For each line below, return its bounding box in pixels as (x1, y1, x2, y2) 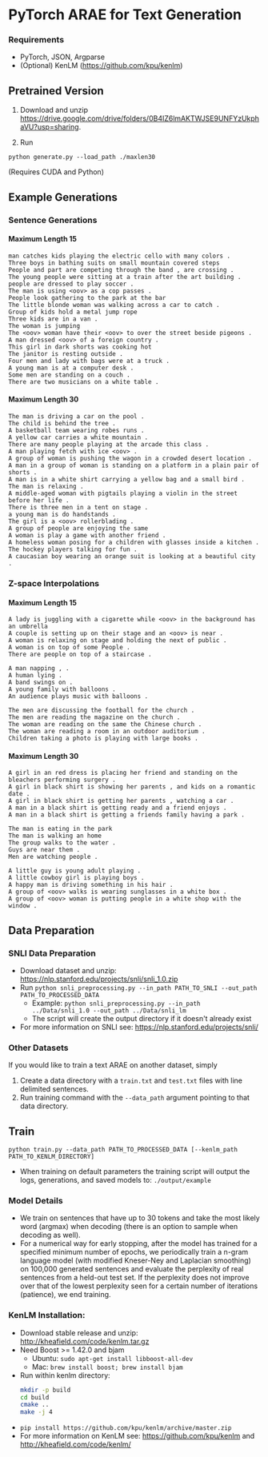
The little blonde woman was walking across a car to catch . (8, 301, 220, 309)
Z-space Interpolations (8, 577, 100, 589)
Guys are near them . (8, 846, 81, 854)
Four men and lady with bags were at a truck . (8, 357, 170, 365)
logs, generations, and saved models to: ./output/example (19, 1176, 212, 1185)
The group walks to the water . (8, 839, 116, 847)
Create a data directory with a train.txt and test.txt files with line (19, 1076, 242, 1085)
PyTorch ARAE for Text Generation (8, 6, 242, 24)
